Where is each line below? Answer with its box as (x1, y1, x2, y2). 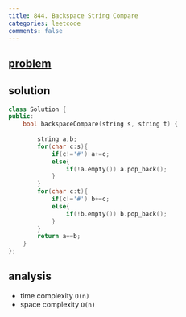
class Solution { (8, 105, 67, 113)
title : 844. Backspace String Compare (8, 11, 138, 20)
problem (8, 56, 52, 70)
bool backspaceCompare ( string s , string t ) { (23, 120, 179, 129)
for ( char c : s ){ (37, 142, 89, 150)
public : (8, 113, 35, 121)
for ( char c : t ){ (37, 187, 89, 196)
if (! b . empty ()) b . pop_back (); (65, 210, 167, 218)
